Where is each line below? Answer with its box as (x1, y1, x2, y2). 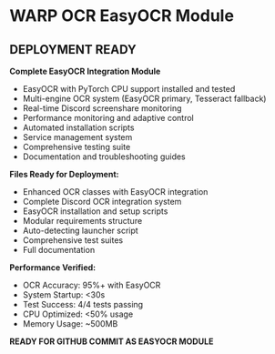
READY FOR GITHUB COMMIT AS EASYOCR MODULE (9, 336, 214, 347)
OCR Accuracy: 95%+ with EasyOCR (22, 279, 161, 290)
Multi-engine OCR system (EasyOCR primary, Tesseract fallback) (22, 93, 267, 104)
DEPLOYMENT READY (9, 42, 137, 57)
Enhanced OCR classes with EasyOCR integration (22, 187, 209, 197)
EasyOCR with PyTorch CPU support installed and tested (22, 84, 236, 94)
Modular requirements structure (22, 216, 143, 226)
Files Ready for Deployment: (9, 169, 119, 179)
